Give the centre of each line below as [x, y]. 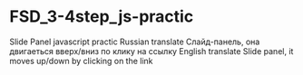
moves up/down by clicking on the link [81, 61]
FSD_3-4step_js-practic [102, 17]
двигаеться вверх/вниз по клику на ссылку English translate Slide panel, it [151, 51]
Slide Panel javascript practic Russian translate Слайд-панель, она [135, 42]
